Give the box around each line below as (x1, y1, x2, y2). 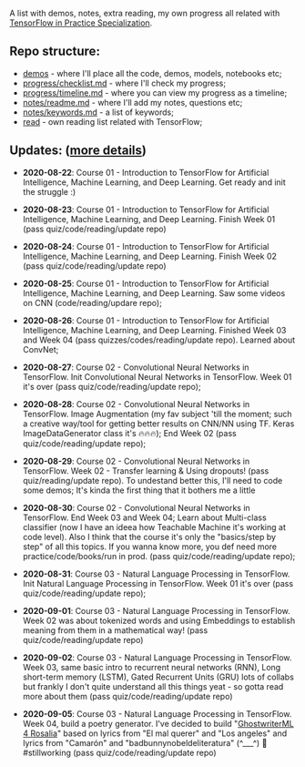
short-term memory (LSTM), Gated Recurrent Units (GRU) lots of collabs (22, 671, 294, 682)
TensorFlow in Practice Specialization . (9, 17, 153, 28)
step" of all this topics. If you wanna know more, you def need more (22, 541, 278, 552)
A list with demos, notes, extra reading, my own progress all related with (9, 8, 280, 18)
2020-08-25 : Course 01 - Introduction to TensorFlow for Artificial (22, 278, 269, 289)
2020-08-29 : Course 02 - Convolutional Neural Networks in (22, 455, 250, 466)
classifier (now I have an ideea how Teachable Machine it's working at (22, 521, 287, 532)
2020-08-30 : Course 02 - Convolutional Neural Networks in (22, 502, 250, 513)
